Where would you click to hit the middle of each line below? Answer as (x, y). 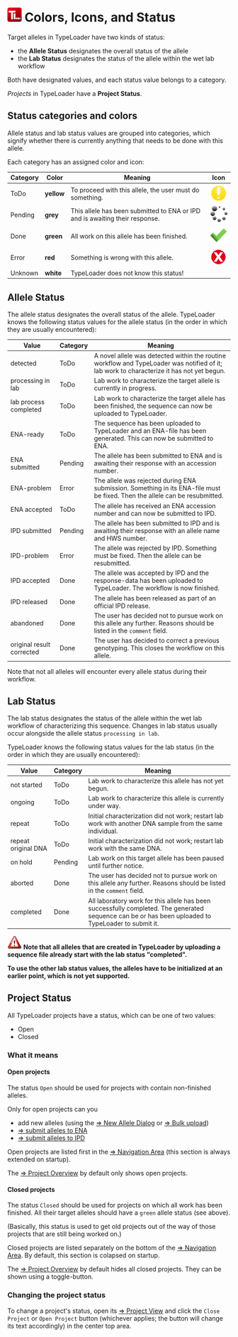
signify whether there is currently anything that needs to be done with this (115, 140)
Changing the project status (57, 1295)
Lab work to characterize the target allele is (157, 381)
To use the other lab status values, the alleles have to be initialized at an (115, 968)
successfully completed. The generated (146, 908)
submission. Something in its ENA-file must (157, 488)
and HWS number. (120, 538)
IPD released (29, 602)
